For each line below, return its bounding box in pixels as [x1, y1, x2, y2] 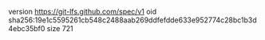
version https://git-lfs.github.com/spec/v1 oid [8, 7, 157, 16]
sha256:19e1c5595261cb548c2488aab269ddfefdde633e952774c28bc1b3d [8, 15, 257, 25]
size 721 [46, 24, 73, 33]
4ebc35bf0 [8, 24, 45, 33]
